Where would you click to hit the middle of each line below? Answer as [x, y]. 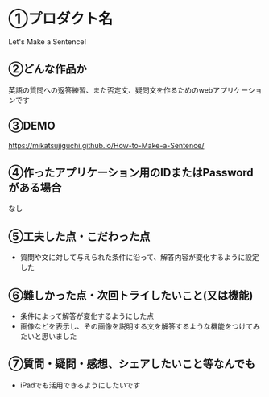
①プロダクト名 [60, 19]
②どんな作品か [48, 69]
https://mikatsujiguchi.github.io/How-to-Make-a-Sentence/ [106, 145]
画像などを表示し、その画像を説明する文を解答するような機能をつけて [137, 326]
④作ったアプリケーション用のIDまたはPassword [131, 172]
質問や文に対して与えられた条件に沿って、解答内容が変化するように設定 [139, 258]
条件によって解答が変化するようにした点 [87, 316]
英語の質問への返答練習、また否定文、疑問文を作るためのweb [111, 90]
